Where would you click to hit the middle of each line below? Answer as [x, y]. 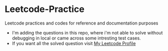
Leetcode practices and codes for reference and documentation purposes [81, 23]
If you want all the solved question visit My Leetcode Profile [74, 43]
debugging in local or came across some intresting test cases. [76, 38]
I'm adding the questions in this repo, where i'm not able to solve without [87, 32]
